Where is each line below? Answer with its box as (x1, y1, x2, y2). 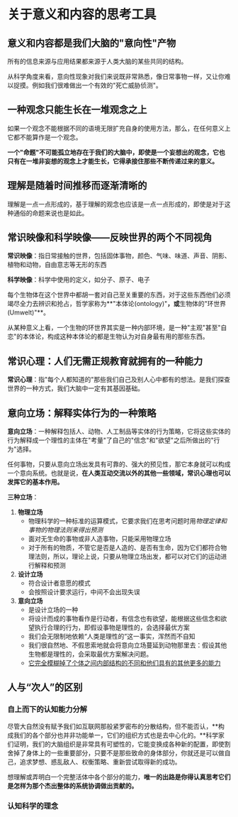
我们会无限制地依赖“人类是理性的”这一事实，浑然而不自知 (28, 632, 195, 641)
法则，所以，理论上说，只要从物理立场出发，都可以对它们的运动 (34, 552, 221, 561)
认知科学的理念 (7, 801, 59, 811)
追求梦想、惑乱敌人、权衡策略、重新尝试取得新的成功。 (19, 757, 181, 766)
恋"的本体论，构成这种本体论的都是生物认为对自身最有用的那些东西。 (7, 332, 209, 341)
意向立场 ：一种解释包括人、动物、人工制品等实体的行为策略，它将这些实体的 (7, 427, 231, 436)
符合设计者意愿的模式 (28, 579, 91, 588)
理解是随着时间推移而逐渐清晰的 (7, 180, 147, 192)
